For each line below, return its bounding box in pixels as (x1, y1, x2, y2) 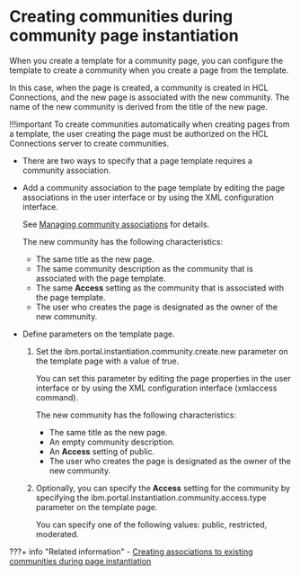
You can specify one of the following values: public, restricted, (35, 519, 268, 530)
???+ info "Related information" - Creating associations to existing (9, 546, 253, 557)
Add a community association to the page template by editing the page (22, 182, 286, 193)
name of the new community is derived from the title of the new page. (9, 101, 268, 112)
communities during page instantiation (9, 555, 152, 566)
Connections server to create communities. (9, 138, 170, 148)
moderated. (35, 528, 79, 539)
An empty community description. (49, 436, 175, 447)
